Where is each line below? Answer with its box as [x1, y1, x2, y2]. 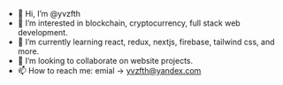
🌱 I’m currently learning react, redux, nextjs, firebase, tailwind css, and [17, 36, 275, 47]
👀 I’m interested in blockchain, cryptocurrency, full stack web [17, 18, 241, 28]
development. [17, 27, 68, 37]
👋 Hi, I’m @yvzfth [17, 9, 81, 19]
